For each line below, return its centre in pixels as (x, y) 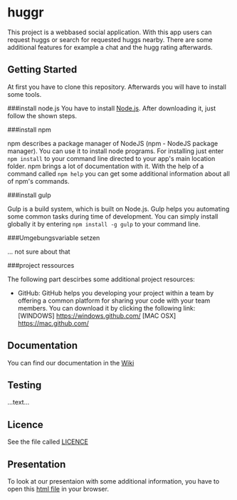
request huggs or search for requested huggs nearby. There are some (110, 39)
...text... (19, 402)
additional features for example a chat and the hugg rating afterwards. (110, 47)
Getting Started (42, 69)
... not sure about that (39, 251)
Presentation (37, 464)
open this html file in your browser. (58, 489)
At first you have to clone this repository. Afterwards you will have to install (117, 87)
